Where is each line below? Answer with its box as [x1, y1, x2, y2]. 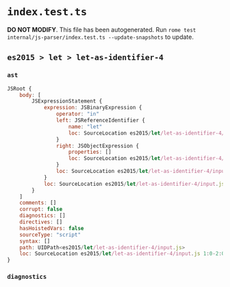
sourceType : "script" [19, 231, 81, 238]
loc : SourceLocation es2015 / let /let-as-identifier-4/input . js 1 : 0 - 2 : [19, 250, 222, 258]
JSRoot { [7, 85, 32, 92]
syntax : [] [19, 238, 51, 245]
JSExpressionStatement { [31, 98, 103, 105]
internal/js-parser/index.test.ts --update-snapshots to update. [7, 33, 194, 41]
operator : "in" [55, 111, 99, 118]
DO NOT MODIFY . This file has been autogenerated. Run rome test [7, 25, 196, 33]
